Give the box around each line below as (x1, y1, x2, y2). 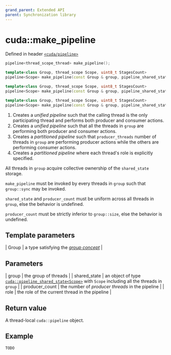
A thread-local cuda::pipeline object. (5, 317, 84, 323)
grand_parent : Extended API (5, 7, 65, 13)
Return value (5, 304, 47, 312)
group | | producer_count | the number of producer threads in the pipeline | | (5, 284, 164, 290)
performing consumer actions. (12, 144, 77, 150)
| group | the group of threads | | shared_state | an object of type (5, 273, 141, 279)
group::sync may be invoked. (5, 185, 66, 192)
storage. (5, 170, 23, 176)
